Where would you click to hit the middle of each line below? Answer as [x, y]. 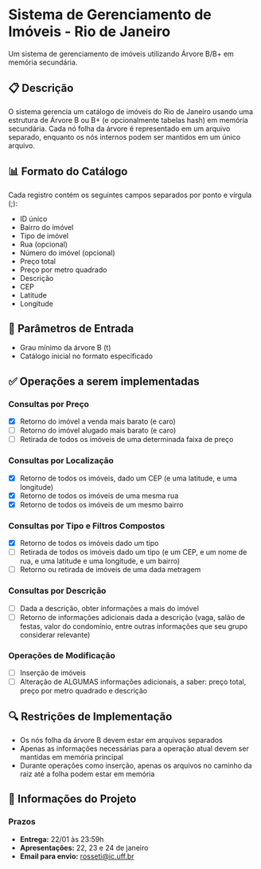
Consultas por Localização [61, 460]
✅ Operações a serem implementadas [104, 381]
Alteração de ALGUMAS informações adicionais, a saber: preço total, [133, 681]
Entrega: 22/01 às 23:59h [62, 839]
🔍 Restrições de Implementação [90, 717]
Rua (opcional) [44, 244]
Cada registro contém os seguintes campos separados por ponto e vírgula [130, 195]
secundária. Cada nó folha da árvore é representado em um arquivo [119, 128]
